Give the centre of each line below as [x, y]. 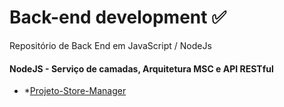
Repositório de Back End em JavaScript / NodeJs [110, 45]
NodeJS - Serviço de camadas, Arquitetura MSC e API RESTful [141, 68]
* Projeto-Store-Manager [75, 91]
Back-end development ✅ [118, 17]
